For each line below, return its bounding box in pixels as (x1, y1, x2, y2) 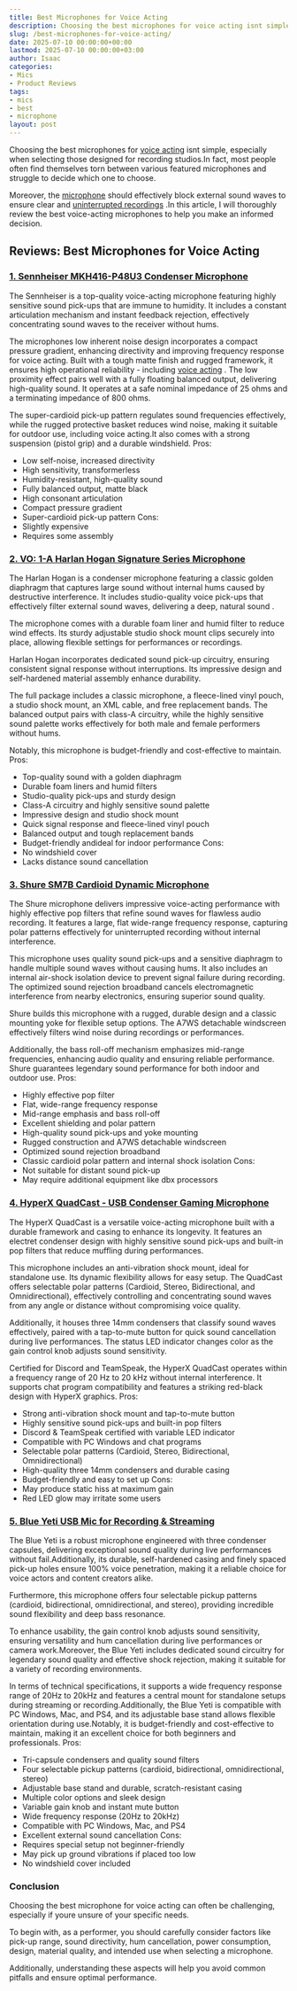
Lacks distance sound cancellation (21, 856, 148, 867)
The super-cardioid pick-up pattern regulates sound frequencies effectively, (9, 410, 286, 420)
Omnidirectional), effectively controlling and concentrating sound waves (9, 1291, 272, 1301)
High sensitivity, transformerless (21, 465, 141, 475)
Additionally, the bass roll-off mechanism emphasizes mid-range (9, 1044, 245, 1055)
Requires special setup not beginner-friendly (21, 1839, 186, 1849)
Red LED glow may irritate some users (21, 1493, 162, 1503)
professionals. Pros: (9, 1737, 82, 1747)
